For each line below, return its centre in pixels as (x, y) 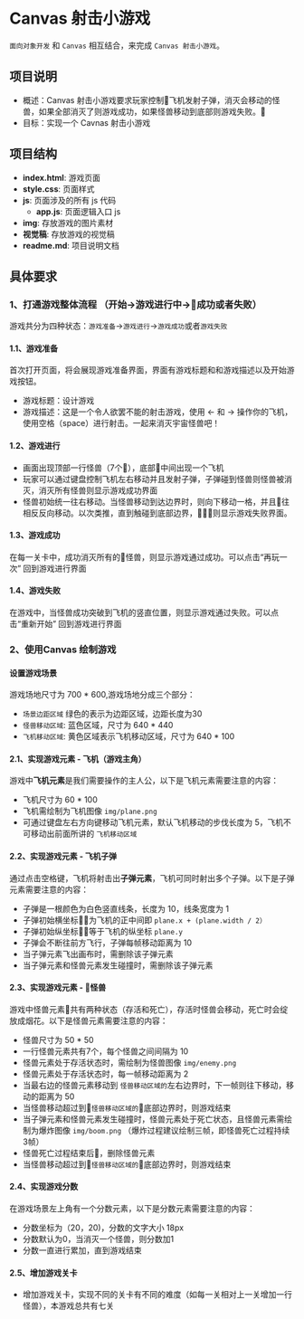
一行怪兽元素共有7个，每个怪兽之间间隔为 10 (105, 1051)
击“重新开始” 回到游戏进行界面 (66, 624)
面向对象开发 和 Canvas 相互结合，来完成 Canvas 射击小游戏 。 (117, 45)
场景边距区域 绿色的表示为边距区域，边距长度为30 (112, 714)
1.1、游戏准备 (34, 348)
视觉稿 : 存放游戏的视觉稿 (68, 234)
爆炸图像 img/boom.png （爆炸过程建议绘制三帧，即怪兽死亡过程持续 (164, 1130)
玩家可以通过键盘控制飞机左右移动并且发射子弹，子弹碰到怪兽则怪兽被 (153, 479)
